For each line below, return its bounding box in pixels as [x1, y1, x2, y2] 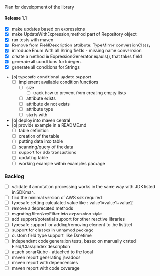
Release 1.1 [4, 15, 27, 21]
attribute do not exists [26, 101, 70, 107]
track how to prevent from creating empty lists [33, 90, 126, 96]
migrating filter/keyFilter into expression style [11, 211, 102, 217]
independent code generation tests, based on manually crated [11, 238, 136, 244]
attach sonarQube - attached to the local [11, 249, 93, 255]
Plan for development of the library [4, 4, 74, 10]
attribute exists [26, 95, 56, 101]
